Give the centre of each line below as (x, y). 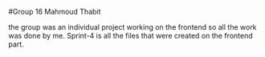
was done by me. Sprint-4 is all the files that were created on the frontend (130, 36)
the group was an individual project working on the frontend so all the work (132, 27)
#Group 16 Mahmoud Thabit (55, 12)
